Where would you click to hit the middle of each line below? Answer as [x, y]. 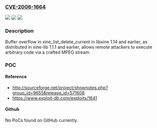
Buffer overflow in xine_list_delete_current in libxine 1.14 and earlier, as [76, 42]
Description [19, 31]
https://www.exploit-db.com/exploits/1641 [55, 98]
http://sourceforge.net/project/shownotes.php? [60, 88]
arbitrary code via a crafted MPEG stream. [48, 52]
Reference [16, 77]
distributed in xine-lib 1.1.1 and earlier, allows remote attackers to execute [79, 47]
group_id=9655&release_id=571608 [48, 93]
